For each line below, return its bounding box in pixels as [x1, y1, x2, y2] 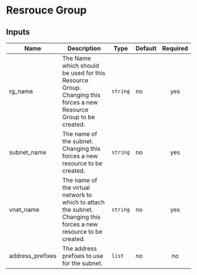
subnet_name [9, 148, 47, 156]
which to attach [62, 198, 105, 206]
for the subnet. [62, 259, 103, 267]
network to [62, 191, 92, 199]
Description [67, 45, 101, 52]
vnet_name [9, 206, 40, 213]
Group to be [62, 113, 96, 121]
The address [62, 244, 97, 253]
